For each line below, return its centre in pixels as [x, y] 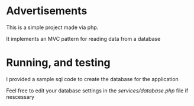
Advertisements [47, 11]
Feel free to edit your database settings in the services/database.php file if [97, 91]
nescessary [20, 97]
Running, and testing [58, 63]
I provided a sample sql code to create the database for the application [92, 79]
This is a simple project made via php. [52, 27]
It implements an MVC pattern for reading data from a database [83, 38]
